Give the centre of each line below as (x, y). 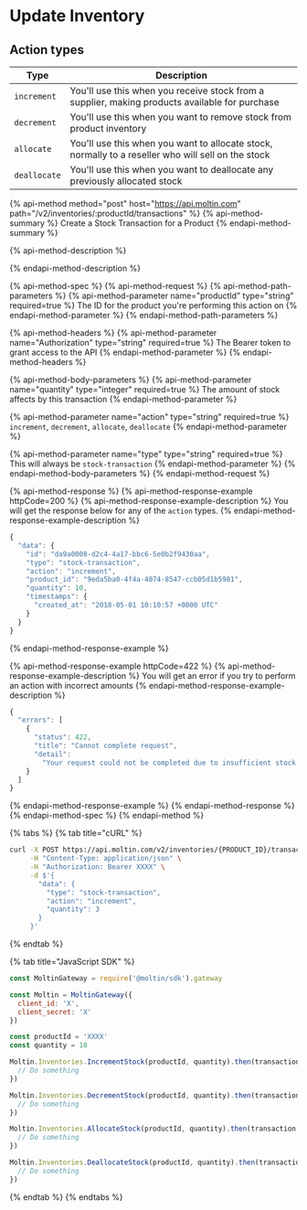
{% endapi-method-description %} (75, 268)
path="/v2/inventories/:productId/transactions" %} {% (112, 213)
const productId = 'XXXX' (58, 1037)
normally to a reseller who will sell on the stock (170, 155)
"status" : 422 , (63, 737)
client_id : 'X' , (48, 1003)
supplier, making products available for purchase (175, 102)
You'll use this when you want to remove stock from (181, 117)
